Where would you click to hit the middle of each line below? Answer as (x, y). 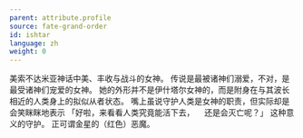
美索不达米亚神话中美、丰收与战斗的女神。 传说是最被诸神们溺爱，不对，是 (150, 79)
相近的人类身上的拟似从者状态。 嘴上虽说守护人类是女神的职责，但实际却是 (150, 102)
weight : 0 (28, 52)
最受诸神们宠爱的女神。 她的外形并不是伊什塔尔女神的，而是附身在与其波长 (150, 90)
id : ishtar (30, 34)
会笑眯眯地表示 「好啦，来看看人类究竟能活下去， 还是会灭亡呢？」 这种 (148, 113)
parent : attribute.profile (60, 18)
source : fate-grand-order (58, 26)
